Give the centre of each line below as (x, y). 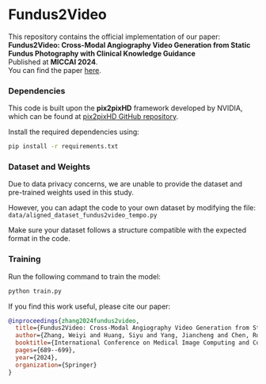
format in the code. (40, 239)
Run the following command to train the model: (84, 276)
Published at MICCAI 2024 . (53, 62)
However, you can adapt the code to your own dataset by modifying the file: (132, 208)
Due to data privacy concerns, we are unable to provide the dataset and (125, 184)
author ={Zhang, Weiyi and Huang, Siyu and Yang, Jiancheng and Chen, (132, 336)
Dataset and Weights (49, 167)
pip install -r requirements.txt (63, 147)
